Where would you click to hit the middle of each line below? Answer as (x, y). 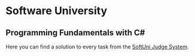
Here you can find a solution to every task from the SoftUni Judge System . (97, 47)
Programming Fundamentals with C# (75, 33)
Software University (57, 11)
